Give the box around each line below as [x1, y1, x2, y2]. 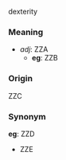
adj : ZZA [19, 45, 49, 54]
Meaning [8, 26, 44, 37]
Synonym [8, 111, 46, 122]
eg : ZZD [8, 129, 35, 139]
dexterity [8, 7, 38, 16]
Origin [8, 73, 33, 84]
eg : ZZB [31, 53, 58, 63]
